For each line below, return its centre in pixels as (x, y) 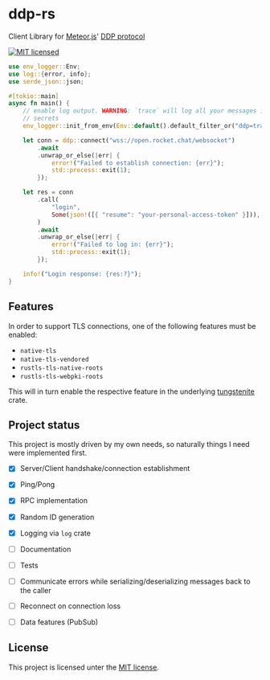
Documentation (45, 549)
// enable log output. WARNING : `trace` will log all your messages (140, 111)
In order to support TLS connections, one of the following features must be (132, 326)
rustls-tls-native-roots (61, 368)
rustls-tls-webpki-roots (61, 376)
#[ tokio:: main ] (34, 96)
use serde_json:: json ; (46, 81)
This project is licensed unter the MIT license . (84, 667)
